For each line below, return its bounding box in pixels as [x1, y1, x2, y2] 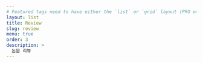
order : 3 [6, 37, 28, 43]
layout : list [6, 14, 39, 20]
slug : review [6, 25, 39, 32]
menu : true [6, 31, 34, 37]
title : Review [6, 20, 42, 26]
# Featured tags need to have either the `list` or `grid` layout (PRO [6, 8, 190, 15]
